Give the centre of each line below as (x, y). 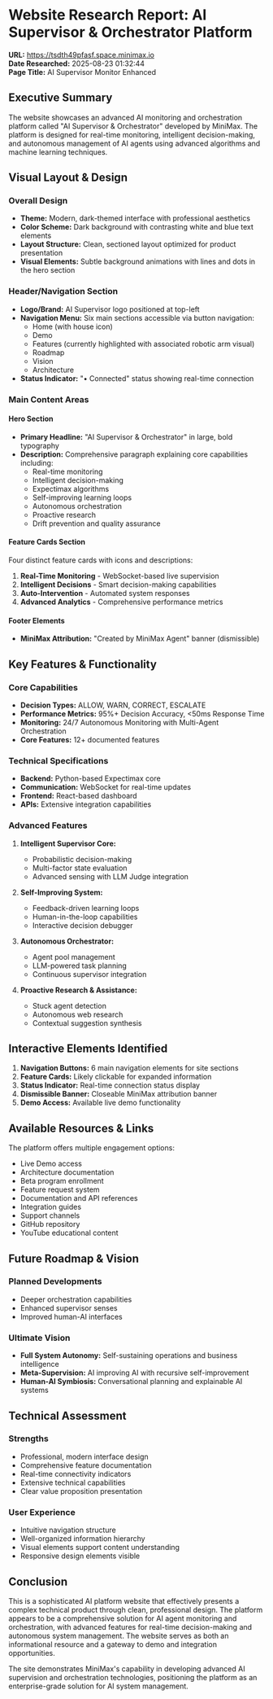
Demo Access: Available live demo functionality (100, 1103)
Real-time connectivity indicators (76, 1473)
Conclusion (38, 1581)
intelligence (39, 1364)
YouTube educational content (69, 1233)
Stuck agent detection (69, 1005)
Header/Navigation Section (63, 291)
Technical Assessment (67, 1415)
